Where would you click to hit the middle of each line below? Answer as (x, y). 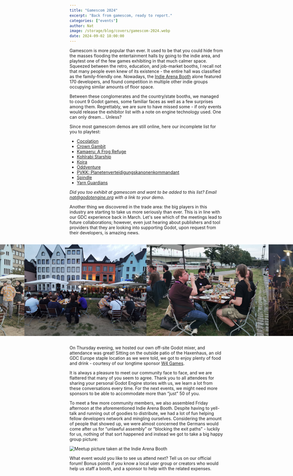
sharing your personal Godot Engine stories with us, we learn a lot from (141, 383)
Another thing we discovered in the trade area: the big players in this (138, 207)
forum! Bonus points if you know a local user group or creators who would (144, 463)
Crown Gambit (91, 146)
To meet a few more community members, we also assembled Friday (139, 403)
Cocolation (87, 141)
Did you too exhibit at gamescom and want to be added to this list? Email (143, 192)
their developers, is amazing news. (105, 233)
